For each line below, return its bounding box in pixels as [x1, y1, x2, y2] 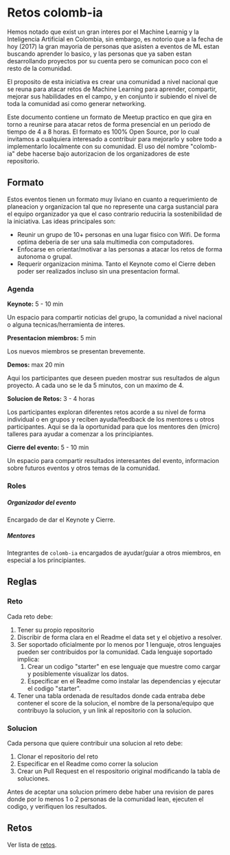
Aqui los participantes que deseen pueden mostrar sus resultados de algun [7, 374, 220, 382]
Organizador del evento [7, 498, 77, 506]
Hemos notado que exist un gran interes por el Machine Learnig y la [7, 28, 199, 36]
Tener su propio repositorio [16, 626, 95, 634]
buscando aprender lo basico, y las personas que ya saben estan [7, 50, 192, 58]
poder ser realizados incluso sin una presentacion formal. [16, 267, 181, 275]
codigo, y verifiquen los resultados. [7, 802, 107, 810]
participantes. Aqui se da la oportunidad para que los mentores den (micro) [7, 422, 220, 431]
